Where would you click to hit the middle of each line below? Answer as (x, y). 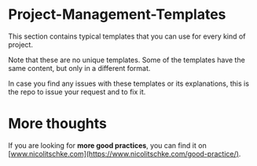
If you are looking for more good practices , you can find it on (107, 145)
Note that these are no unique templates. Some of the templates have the (127, 60)
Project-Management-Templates (117, 15)
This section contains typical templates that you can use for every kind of (127, 36)
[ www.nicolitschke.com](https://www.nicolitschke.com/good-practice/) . (125, 153)
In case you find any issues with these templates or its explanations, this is (129, 83)
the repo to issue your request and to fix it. (77, 91)
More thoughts (58, 124)
